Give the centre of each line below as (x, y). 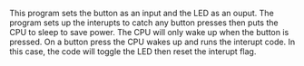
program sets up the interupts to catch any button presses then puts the (144, 23)
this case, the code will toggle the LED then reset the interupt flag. (133, 52)
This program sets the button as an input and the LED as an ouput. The (142, 13)
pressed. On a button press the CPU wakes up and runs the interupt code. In (152, 42)
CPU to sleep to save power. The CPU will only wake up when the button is (149, 32)
